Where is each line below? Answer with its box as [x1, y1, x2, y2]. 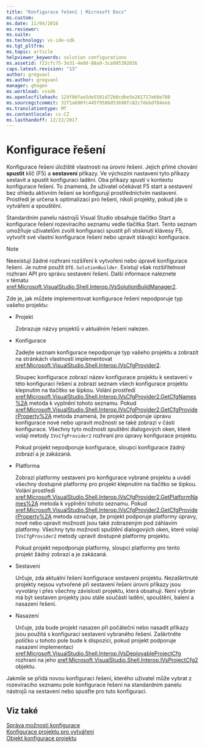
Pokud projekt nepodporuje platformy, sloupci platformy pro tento [15, 544, 180, 551]
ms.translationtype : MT [6, 105, 67, 112]
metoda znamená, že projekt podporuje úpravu [52, 413, 171, 420]
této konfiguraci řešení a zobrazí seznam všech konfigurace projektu [15, 380, 188, 388]
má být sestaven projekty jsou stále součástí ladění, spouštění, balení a [15, 594, 194, 601]
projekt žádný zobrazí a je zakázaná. [15, 551, 108, 558]
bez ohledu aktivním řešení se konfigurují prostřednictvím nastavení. [6, 189, 178, 197]
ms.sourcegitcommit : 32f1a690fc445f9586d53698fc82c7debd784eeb [6, 100, 171, 106]
